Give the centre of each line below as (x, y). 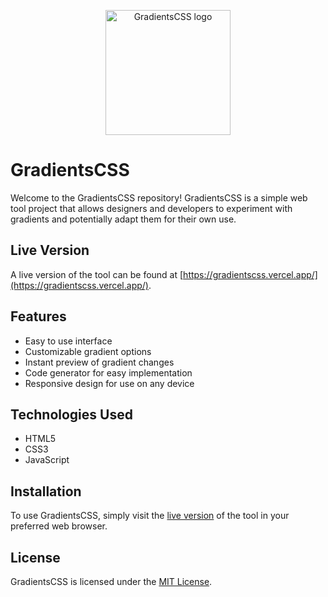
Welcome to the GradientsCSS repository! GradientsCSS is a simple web (159, 197)
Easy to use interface (68, 341)
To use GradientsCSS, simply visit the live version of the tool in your (150, 516)
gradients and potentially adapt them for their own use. (123, 219)
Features (38, 316)
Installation (46, 491)
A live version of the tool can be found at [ (97, 274)
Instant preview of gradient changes (99, 362)
